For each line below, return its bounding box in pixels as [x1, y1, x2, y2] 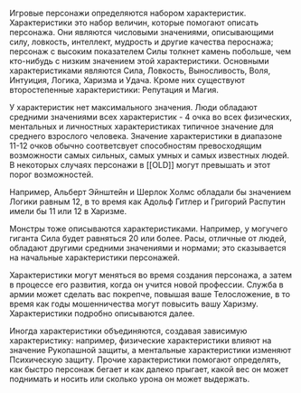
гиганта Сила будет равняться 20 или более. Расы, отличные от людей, [9, 233, 287, 243]
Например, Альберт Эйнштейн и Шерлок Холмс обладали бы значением [9, 187, 292, 197]
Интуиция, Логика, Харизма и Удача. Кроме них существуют [9, 75, 246, 85]
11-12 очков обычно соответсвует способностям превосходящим [9, 140, 262, 151]
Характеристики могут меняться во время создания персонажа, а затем [9, 270, 292, 280]
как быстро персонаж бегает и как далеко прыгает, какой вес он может [9, 364, 289, 374]
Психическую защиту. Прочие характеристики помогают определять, [9, 354, 282, 365]
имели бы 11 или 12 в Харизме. [9, 206, 127, 216]
